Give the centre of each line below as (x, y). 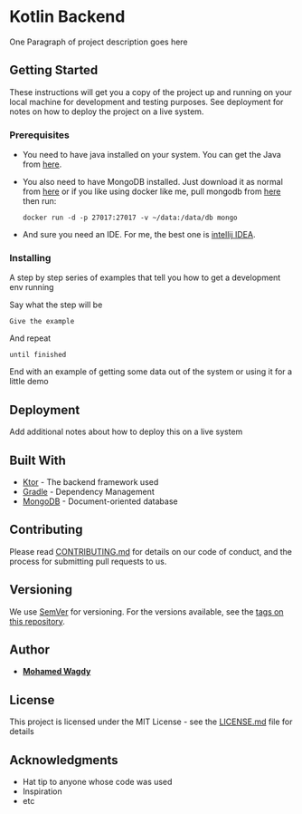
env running (32, 287)
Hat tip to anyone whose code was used (97, 782)
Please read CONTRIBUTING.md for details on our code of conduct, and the (151, 551)
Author (29, 649)
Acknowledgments (64, 760)
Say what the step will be (56, 305)
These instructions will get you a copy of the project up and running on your (151, 92)
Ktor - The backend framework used (90, 481)
